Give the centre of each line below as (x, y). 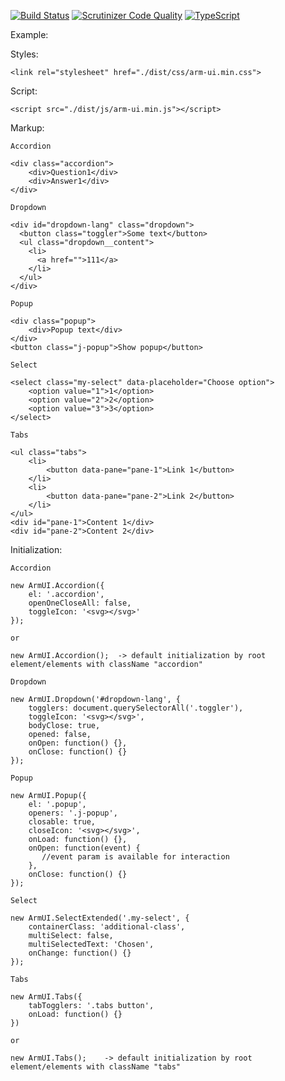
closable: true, (62, 822)
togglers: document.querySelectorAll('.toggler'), (136, 708)
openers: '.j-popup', (73, 813)
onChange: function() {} (80, 953)
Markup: (27, 128)
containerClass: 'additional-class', (107, 927)
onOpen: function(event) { (84, 848)
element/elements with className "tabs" (96, 1067)
